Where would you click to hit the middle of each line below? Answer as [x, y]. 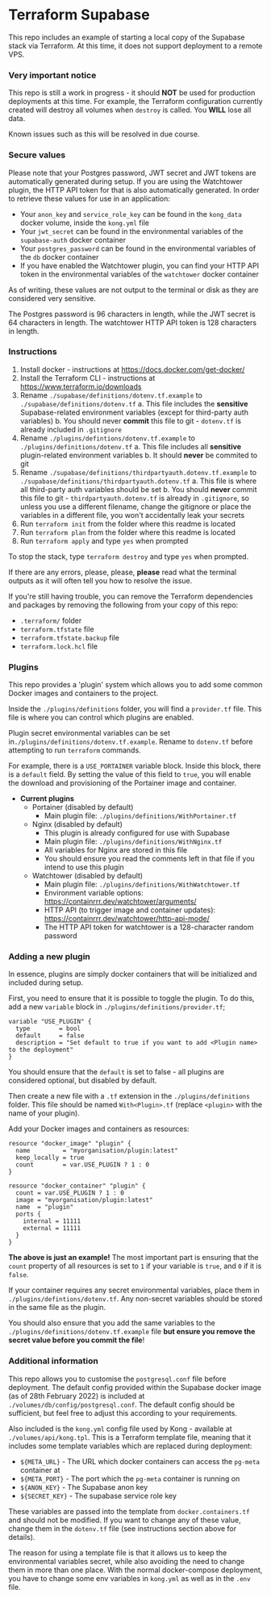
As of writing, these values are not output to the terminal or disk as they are [134, 290]
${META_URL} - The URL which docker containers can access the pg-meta [140, 1461]
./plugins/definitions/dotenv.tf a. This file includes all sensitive [131, 446]
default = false [50, 1036]
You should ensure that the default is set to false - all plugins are [116, 1072]
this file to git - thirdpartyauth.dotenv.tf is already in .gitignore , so [135, 498]
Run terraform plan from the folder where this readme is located [128, 532]
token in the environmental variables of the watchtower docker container [140, 274]
